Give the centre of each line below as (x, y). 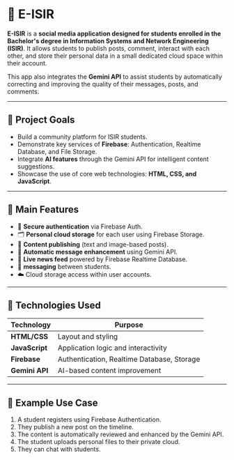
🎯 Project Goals (41, 120)
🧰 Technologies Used (54, 305)
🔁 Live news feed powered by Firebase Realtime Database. (102, 259)
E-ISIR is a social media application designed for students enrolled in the (114, 33)
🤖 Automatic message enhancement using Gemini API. (97, 252)
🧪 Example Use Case (53, 402)
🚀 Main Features (43, 209)
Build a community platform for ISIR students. (82, 137)
